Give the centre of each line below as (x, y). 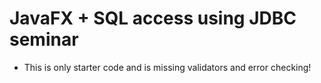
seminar (44, 39)
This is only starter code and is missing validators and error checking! (167, 67)
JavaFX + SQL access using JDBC (153, 18)
